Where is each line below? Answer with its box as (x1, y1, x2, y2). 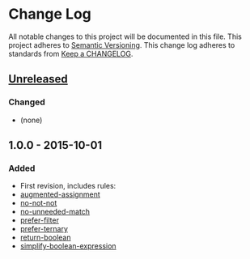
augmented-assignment (19, 189, 101, 199)
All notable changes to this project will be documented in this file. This (8, 32, 243, 41)
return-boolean (19, 232, 71, 243)
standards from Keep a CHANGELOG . (8, 49, 133, 58)
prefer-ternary (19, 224, 69, 234)
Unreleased (8, 72, 69, 86)
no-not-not (19, 198, 57, 208)
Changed (8, 96, 46, 108)
